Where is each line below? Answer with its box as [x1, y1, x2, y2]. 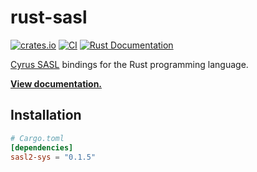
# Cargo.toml [10, 133, 65, 143]
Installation [10, 107, 82, 124]
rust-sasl [10, 6, 88, 29]
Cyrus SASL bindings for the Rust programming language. [10, 58, 249, 70]
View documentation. [10, 77, 103, 90]
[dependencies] [10, 142, 74, 153]
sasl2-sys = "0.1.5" [10, 152, 97, 162]
